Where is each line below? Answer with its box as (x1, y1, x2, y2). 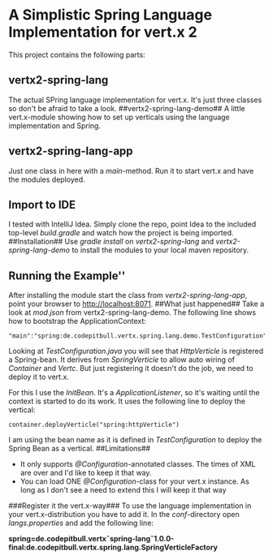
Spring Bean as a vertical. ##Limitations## (8, 444, 151, 454)
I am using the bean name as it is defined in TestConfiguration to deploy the (8, 435, 262, 445)
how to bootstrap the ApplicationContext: (8, 317, 146, 326)
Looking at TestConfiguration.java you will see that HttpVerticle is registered (8, 347, 264, 356)
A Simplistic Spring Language (8, 6, 213, 24)
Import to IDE (8, 197, 76, 212)
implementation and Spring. (8, 120, 102, 131)
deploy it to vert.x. (8, 372, 69, 382)
